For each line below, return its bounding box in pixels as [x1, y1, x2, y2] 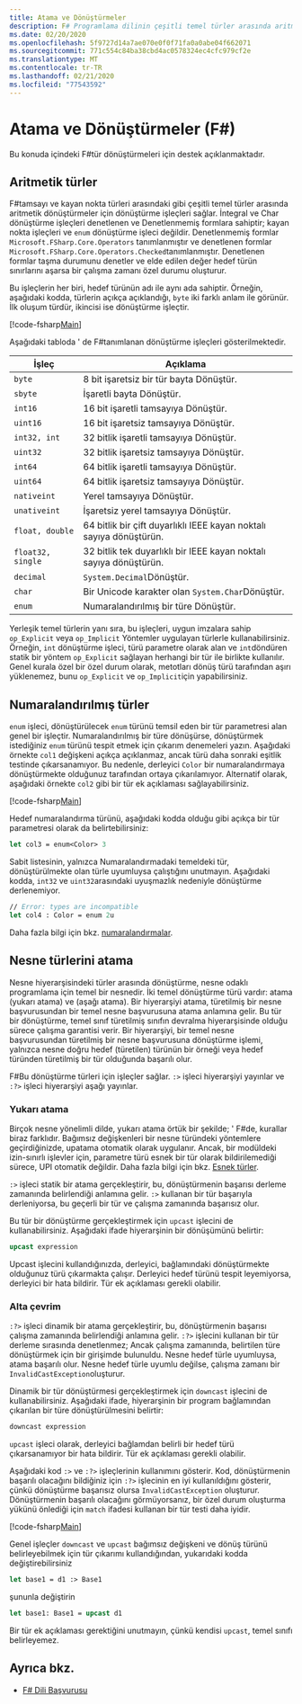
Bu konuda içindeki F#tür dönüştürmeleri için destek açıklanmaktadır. [9, 148, 265, 159]
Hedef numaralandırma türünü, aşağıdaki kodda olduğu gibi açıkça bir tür [9, 813, 280, 824]
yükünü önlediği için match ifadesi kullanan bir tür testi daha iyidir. [9, 1503, 251, 1514]
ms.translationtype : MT [9, 55, 99, 64]
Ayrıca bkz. [9, 1661, 75, 1676]
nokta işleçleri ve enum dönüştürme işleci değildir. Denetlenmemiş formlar [9, 227, 280, 238]
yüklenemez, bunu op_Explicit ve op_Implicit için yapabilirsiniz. [9, 671, 248, 682]
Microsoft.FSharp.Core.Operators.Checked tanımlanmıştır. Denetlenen [9, 246, 265, 257]
